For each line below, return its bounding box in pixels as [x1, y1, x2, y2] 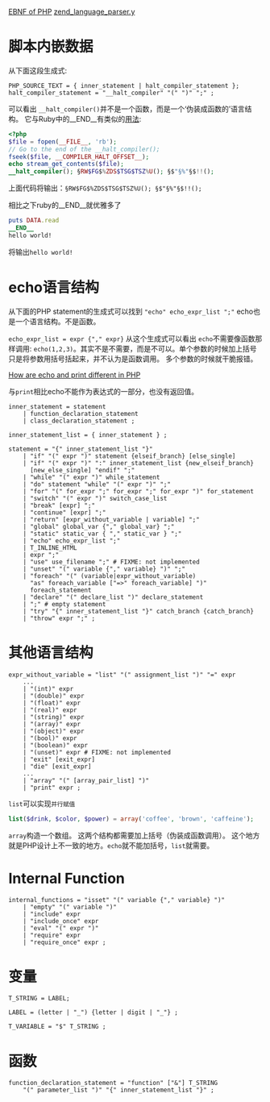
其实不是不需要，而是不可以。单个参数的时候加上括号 [80, 343, 257, 353]
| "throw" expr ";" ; [23, 614, 95, 622]
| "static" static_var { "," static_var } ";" [23, 530, 182, 538]
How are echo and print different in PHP [8, 370, 141, 380]
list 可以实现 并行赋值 [8, 798, 76, 809]
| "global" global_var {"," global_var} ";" [23, 522, 175, 530]
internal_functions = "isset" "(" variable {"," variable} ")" [8, 896, 226, 904]
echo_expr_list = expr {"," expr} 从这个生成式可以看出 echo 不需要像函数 [8, 334, 255, 343]
